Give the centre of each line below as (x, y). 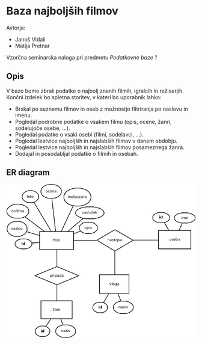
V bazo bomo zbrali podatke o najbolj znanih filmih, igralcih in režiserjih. (95, 91)
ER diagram (28, 173)
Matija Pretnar (32, 46)
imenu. (23, 115)
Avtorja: (16, 28)
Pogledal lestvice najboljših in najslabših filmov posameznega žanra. (99, 147)
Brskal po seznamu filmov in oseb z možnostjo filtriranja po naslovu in (101, 109)
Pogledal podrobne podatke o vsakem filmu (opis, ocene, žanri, (93, 121)
